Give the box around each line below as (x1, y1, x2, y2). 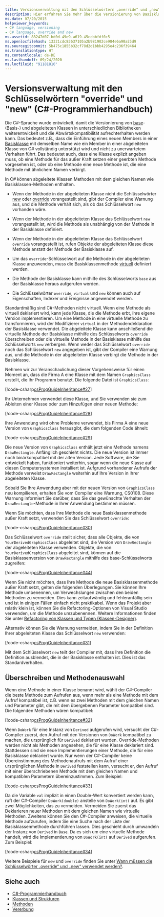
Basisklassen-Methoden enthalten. (5, 182, 75, 188)
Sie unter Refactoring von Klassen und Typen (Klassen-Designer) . (5, 615, 138, 622)
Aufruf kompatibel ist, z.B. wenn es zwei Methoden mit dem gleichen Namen (5, 697, 159, 703)
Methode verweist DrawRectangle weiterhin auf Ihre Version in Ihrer (5, 470, 139, 476)
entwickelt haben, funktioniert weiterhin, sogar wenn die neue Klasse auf (5, 460, 152, 466)
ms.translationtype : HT (5, 48, 54, 53)
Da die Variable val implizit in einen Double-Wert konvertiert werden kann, (5, 792, 154, 798)
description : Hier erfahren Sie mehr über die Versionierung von (5, 12, 141, 17)
